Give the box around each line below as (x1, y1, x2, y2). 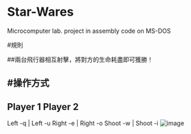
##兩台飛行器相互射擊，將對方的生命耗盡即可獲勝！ (7, 55, 153, 64)
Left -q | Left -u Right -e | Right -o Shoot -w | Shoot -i (7, 119, 159, 127)
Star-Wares (7, 4, 74, 20)
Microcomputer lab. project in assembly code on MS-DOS (7, 27, 171, 35)
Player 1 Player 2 (7, 100, 79, 113)
